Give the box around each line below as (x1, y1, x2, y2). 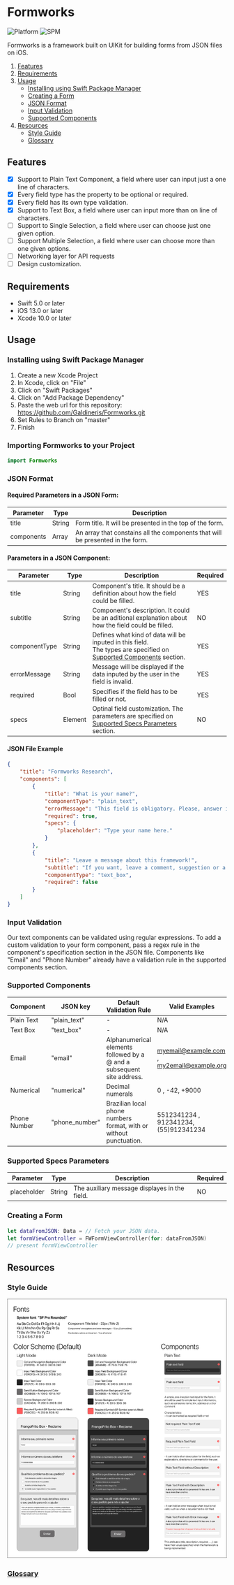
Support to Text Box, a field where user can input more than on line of (17, 205, 218, 214)
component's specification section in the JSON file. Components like (7, 948, 205, 957)
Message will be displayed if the (92, 663, 185, 671)
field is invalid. (92, 677, 134, 686)
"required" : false (44, 878, 98, 886)
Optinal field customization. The (92, 704, 183, 713)
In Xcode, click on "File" (17, 378, 87, 386)
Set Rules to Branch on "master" (17, 415, 111, 424)
